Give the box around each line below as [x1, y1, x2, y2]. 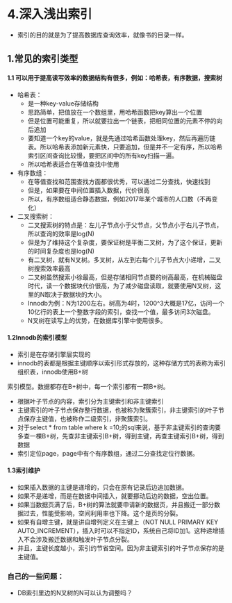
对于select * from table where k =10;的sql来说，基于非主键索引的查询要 [17, 423, 221, 431]
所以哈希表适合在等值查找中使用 [27, 160, 119, 168]
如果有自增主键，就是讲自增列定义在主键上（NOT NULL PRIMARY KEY [17, 518, 219, 526]
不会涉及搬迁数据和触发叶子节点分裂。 [23, 535, 133, 543]
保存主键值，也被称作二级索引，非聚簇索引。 [23, 414, 151, 422]
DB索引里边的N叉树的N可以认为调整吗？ [17, 588, 133, 597]
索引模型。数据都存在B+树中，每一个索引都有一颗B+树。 [7, 382, 169, 390]
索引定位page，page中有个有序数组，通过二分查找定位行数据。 [17, 449, 199, 457]
